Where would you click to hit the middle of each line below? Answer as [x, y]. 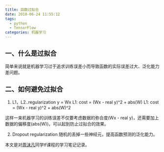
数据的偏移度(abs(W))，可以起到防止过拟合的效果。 [57, 124]
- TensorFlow [23, 28]
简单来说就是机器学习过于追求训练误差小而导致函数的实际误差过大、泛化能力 [82, 66]
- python [18, 23]
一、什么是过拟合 [31, 54]
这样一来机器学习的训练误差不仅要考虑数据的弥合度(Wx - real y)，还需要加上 [82, 118]
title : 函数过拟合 [22, 10]
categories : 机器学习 [26, 32]
